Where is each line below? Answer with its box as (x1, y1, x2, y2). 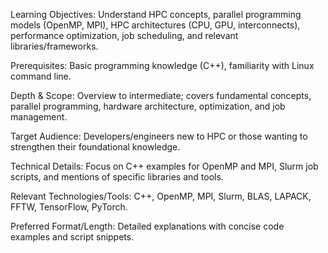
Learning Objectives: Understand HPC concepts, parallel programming (10, 9, 302, 20)
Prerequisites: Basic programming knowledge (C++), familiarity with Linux (10, 60, 315, 71)
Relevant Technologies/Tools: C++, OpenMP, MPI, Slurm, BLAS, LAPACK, (10, 190, 312, 202)
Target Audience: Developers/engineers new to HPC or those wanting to (10, 130, 308, 142)
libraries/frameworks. (10, 40, 99, 52)
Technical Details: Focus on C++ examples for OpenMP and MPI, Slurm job (10, 160, 319, 172)
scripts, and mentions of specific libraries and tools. (10, 171, 224, 183)
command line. (10, 70, 72, 82)
